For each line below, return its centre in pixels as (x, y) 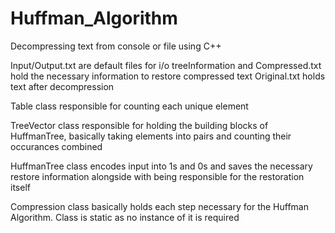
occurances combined (56, 146)
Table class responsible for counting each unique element (129, 106)
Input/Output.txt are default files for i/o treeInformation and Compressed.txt (166, 65)
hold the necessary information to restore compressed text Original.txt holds (168, 76)
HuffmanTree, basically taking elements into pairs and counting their (151, 136)
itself (20, 187)
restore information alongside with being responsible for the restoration (157, 176)
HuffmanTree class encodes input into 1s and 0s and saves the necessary (161, 166)
